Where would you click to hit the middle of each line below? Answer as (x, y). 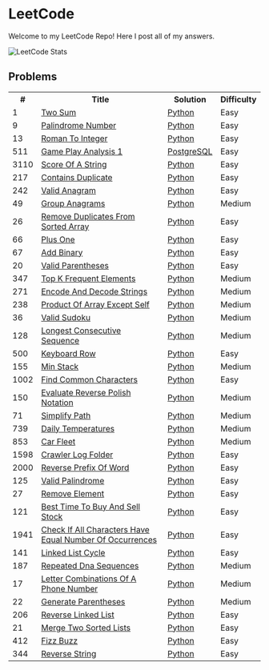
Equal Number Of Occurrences (99, 540)
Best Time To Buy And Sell (91, 507)
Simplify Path (66, 415)
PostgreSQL (190, 151)
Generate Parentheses (83, 601)
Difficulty (238, 99)
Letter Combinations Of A (89, 579)
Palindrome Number (79, 125)
